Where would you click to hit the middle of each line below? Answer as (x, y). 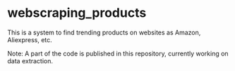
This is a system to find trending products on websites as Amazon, (104, 32)
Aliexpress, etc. (30, 39)
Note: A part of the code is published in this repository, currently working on (118, 53)
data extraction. (30, 60)
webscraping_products (77, 13)
